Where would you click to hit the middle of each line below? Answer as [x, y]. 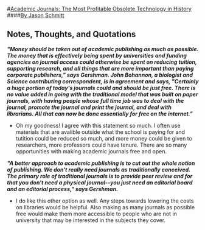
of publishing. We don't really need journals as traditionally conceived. [99, 169]
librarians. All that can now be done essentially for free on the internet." [100, 113]
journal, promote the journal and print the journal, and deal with [89, 107]
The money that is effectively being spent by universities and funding [97, 55]
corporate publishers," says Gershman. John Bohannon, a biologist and [100, 75]
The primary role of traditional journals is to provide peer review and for [100, 176]
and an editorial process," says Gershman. [62, 189]
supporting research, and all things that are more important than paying [100, 68]
